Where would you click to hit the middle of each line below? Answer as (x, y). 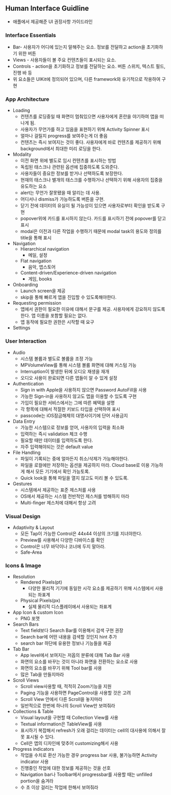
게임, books (40, 279)
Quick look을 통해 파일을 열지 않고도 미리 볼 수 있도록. (74, 478)
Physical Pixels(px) (40, 600)
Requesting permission (37, 303)
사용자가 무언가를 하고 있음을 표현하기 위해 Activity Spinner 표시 (85, 129)
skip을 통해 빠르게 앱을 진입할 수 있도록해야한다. (68, 297)
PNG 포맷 (30, 619)
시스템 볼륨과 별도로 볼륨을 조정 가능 (57, 358)
